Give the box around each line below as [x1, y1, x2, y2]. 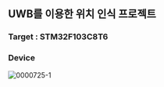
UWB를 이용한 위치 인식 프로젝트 [8, 7, 156, 21]
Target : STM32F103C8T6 [8, 31, 109, 42]
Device [8, 53, 35, 63]
